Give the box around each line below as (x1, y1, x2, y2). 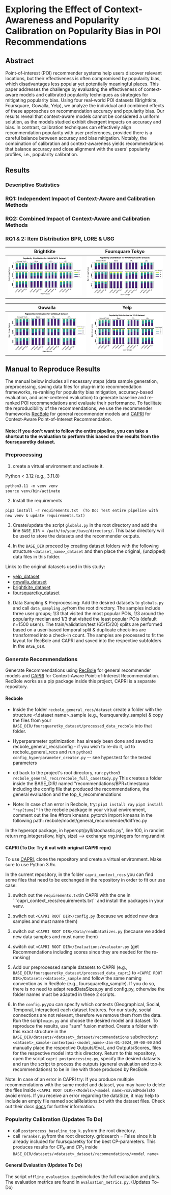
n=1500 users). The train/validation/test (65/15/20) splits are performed (12, 621, 163, 627)
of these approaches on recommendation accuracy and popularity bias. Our (5, 108, 164, 114)
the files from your (12, 717, 52, 723)
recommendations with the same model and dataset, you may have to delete (5, 1081, 165, 1088)
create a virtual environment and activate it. (12, 463, 104, 469)
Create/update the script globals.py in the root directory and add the (12, 522, 158, 528)
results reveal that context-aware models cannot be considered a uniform (5, 113, 160, 119)
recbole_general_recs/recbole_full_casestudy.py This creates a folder (12, 775, 162, 782)
